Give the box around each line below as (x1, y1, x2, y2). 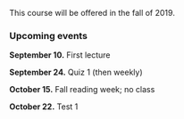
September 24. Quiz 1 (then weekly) (9, 67, 143, 78)
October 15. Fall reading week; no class (9, 84, 155, 95)
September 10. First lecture (9, 50, 111, 60)
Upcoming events (9, 29, 88, 42)
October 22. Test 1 (9, 101, 79, 112)
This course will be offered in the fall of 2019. (9, 8, 176, 18)
